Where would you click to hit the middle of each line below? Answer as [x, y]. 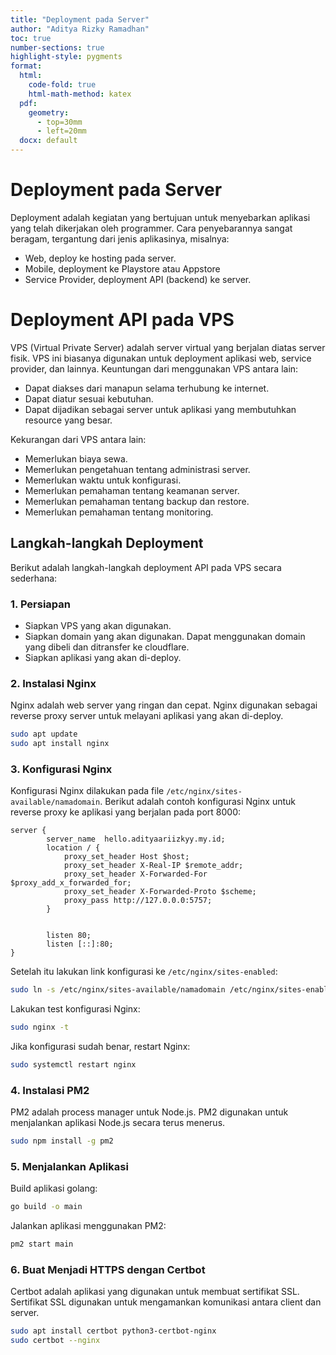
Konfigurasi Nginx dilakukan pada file [87, 791]
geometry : [49, 112]
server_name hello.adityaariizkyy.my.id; [136, 839]
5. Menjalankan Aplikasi [69, 1167]
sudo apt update [44, 734]
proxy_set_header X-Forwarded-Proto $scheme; [160, 892]
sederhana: [34, 578]
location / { [73, 848]
